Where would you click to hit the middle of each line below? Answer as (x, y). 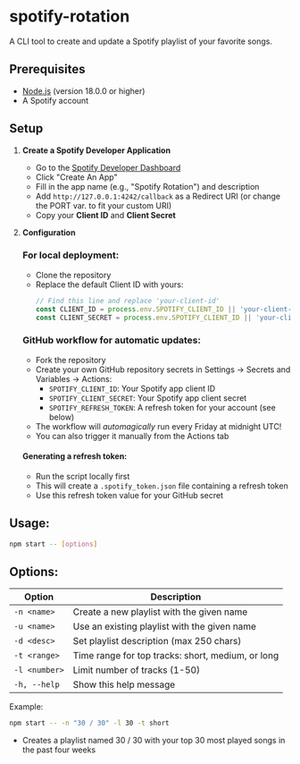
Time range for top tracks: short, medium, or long (176, 656)
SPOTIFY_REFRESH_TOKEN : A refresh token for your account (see (162, 407)
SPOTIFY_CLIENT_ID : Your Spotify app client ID (132, 388)
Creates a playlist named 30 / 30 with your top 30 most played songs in (154, 741)
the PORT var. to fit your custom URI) (104, 205)
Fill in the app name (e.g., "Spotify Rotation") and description (147, 186)
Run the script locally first (83, 476)
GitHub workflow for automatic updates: (111, 340)
